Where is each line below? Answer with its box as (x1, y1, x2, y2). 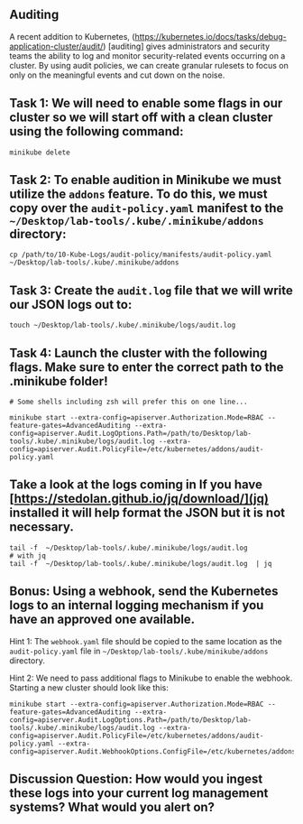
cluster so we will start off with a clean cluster (9, 110, 273, 125)
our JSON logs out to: (9, 297, 133, 312)
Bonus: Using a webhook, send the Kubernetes (9, 584, 279, 599)
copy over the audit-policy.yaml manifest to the (9, 200, 284, 216)
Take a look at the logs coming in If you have (9, 477, 263, 493)
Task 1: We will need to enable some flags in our (9, 96, 283, 111)
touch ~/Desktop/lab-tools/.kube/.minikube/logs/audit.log (9, 320, 236, 330)
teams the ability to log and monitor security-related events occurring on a (9, 50, 286, 61)
